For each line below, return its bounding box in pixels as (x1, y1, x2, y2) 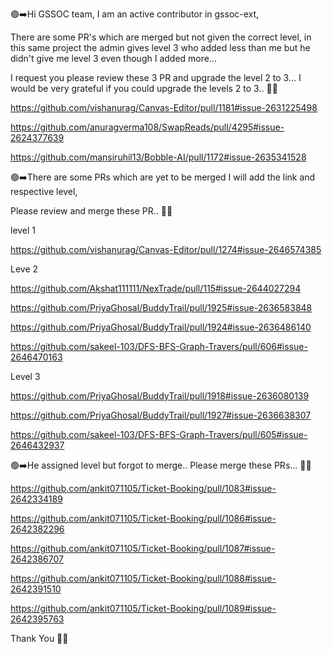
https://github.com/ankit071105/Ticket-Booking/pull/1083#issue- (10, 483, 277, 494)
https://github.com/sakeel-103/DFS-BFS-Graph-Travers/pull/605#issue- (10, 429, 308, 440)
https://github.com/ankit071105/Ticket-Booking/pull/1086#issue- (10, 513, 277, 524)
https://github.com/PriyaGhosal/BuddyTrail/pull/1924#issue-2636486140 (10, 321, 312, 333)
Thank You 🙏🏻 (10, 633, 69, 644)
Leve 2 (10, 263, 39, 275)
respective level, (10, 186, 78, 197)
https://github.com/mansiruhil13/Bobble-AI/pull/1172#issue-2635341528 (10, 151, 307, 163)
